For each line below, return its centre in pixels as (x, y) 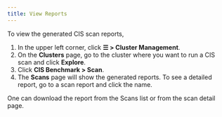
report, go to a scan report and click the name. (85, 84)
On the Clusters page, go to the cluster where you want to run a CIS (116, 55)
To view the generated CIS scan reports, (66, 34)
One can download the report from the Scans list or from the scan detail (111, 98)
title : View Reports (38, 14)
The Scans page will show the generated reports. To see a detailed (115, 77)
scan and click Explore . (52, 62)
